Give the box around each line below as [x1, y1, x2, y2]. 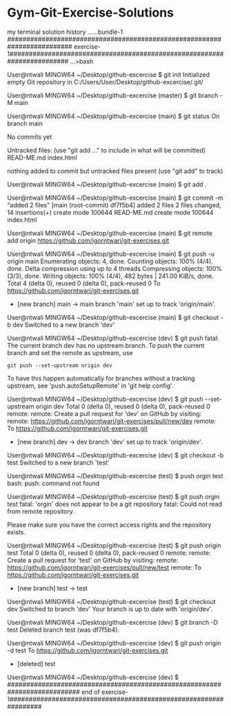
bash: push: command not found [7, 479, 100, 487]
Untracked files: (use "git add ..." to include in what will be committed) [7, 146, 205, 154]
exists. [7, 527, 26, 536]
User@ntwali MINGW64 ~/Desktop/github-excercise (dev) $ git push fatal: [7, 334, 219, 342]
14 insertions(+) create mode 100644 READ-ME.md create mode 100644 [7, 208, 214, 216]
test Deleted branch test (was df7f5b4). [7, 625, 119, 634]
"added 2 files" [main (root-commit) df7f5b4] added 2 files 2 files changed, [7, 200, 222, 209]
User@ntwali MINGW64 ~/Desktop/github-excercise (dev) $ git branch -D [7, 618, 219, 626]
